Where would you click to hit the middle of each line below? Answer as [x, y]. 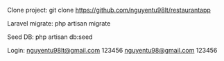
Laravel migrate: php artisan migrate [59, 23]
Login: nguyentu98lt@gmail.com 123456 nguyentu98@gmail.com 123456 [112, 50]
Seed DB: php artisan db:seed [50, 37]
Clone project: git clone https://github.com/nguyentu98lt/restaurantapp [109, 10]
